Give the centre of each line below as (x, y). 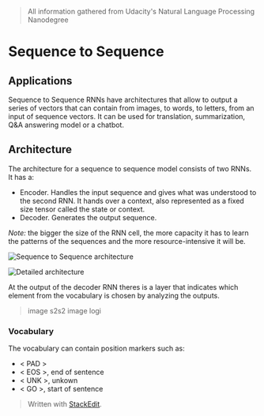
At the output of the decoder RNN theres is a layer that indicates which (123, 287)
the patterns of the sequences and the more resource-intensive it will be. (127, 241)
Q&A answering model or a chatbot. (66, 125)
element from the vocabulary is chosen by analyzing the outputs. (114, 295)
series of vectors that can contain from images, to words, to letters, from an (131, 108)
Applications (40, 81)
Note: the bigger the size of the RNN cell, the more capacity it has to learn (128, 233)
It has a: (21, 177)
